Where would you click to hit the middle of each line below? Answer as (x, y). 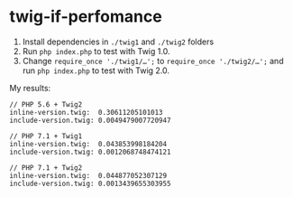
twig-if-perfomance (86, 17)
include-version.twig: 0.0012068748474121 (90, 152)
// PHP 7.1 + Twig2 (46, 168)
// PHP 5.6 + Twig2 (46, 104)
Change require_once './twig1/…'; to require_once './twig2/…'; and (153, 61)
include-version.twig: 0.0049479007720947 (90, 120)
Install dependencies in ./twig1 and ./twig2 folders (118, 42)
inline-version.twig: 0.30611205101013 (87, 112)
